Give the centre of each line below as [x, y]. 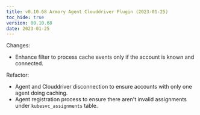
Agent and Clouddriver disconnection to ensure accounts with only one [103, 87]
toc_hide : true [25, 17]
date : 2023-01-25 [28, 28]
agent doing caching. [41, 93]
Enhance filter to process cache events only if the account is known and [105, 57]
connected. [29, 63]
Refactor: [17, 75]
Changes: [18, 46]
